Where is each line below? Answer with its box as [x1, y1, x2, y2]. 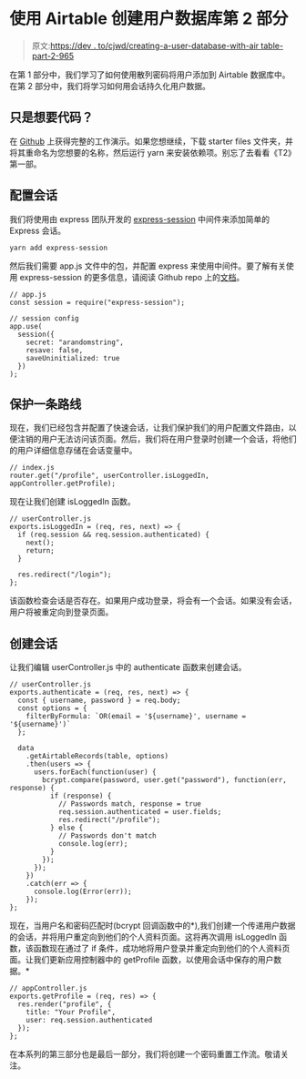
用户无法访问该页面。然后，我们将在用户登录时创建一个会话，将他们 [40, 433, 297, 444]
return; [25, 546, 55, 555]
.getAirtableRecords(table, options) [25, 752, 169, 761]
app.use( [9, 321, 43, 331]
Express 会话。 [9, 225, 66, 236]
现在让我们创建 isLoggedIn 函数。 [9, 496, 136, 507]
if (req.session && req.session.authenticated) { [17, 530, 209, 540]
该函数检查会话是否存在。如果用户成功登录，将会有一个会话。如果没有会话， [9, 595, 297, 606]
